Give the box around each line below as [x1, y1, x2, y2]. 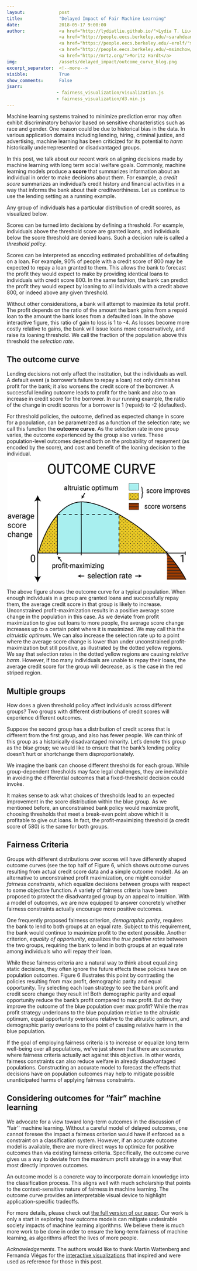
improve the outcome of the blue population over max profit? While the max [6, 1003, 189, 1010]
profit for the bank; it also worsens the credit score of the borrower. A [6, 383, 174, 390]
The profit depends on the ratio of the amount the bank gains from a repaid [6, 306, 188, 314]
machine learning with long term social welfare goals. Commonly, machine [6, 161, 186, 168]
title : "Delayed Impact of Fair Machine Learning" [6, 15, 167, 22]
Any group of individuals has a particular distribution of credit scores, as [6, 204, 181, 211]
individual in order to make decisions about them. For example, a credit [6, 173, 178, 181]
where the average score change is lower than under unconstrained [6, 638, 170, 645]
